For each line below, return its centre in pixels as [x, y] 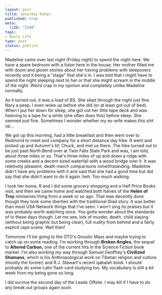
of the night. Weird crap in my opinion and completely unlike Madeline [75, 85]
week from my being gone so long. [40, 273]
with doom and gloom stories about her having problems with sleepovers [78, 70]
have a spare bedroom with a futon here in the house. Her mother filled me [80, 65]
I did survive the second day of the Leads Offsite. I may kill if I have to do [78, 282]
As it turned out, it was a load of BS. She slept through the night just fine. [78, 100]
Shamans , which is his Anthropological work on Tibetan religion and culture [81, 257]
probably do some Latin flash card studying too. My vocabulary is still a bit [80, 267]
